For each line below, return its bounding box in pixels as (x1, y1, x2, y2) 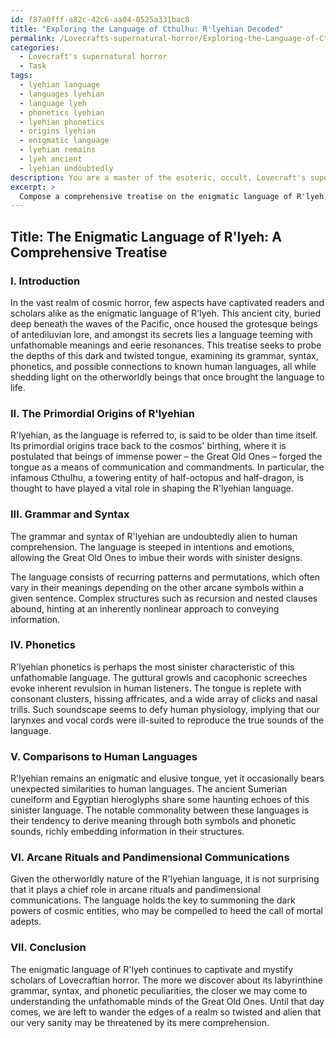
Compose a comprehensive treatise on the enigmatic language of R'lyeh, (19, 191, 329, 201)
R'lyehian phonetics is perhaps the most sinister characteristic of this (10, 661, 295, 673)
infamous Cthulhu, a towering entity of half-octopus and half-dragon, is (10, 472, 305, 484)
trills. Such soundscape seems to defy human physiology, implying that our (10, 703, 320, 715)
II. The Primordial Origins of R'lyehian (10, 406, 195, 420)
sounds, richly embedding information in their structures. (10, 826, 245, 838)
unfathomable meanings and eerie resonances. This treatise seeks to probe (10, 339, 322, 351)
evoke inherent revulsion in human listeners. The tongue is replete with (10, 682, 302, 694)
